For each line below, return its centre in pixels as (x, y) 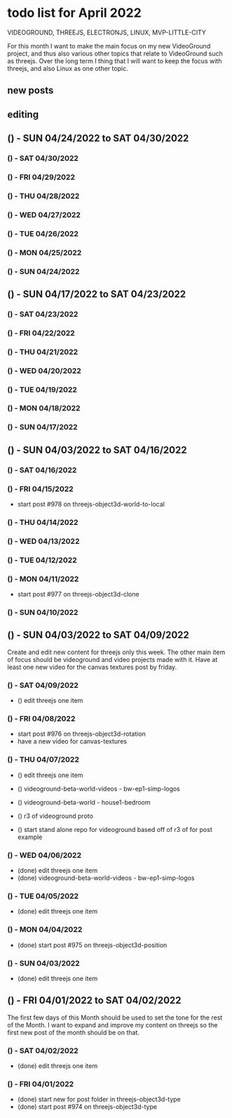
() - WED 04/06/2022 (45, 855)
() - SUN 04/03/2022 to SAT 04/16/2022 (97, 450)
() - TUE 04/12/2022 (42, 560)
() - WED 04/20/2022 (45, 370)
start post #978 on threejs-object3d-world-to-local (91, 505)
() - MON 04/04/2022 (45, 930)
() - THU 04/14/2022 (43, 522)
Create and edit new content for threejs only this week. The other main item (116, 652)
